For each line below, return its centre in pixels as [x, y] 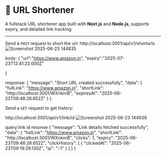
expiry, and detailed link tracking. [39, 29]
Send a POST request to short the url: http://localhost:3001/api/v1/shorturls [80, 43]
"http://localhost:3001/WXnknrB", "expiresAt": [52, 93]
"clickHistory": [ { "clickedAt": [78, 143]
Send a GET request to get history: [39, 108]
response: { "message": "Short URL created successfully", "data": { [74, 82]
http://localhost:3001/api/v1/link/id [40, 117]
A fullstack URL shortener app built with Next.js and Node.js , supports [77, 24]
